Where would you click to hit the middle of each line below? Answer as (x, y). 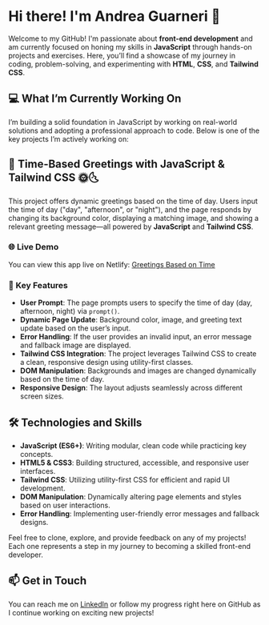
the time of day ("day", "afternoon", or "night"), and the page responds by (130, 209)
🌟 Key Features (38, 285)
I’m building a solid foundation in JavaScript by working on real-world (123, 122)
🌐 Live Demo (34, 247)
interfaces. (38, 471)
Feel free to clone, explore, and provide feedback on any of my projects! (127, 537)
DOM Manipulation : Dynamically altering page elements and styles (130, 496)
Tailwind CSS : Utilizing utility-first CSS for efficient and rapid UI (125, 479)
